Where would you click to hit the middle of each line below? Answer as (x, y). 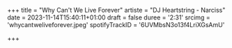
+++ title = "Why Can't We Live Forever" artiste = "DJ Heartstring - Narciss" (116, 10)
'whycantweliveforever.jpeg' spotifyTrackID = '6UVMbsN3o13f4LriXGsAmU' (116, 25)
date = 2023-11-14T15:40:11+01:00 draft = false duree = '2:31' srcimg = (109, 17)
